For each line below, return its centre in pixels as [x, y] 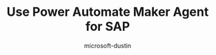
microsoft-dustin [108, 45]
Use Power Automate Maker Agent [108, 12]
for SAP [108, 26]
